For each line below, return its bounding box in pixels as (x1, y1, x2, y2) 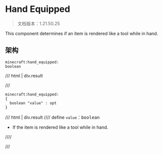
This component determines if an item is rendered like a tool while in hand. (5, 30, 159, 36)
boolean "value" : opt (9, 100, 57, 105)
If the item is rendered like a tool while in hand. (12, 124, 109, 130)
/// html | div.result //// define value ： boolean (5, 114, 100, 120)
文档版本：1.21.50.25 (17, 20, 60, 26)
